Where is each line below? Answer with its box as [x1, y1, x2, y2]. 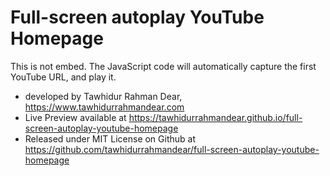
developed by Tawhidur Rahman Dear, [24, 90, 183, 102]
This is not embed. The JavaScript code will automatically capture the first [10, 60, 317, 72]
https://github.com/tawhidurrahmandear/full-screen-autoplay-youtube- [24, 143, 320, 155]
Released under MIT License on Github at [24, 132, 197, 145]
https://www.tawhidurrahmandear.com [24, 101, 185, 113]
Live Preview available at [24, 111, 127, 123]
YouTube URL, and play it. [10, 71, 117, 83]
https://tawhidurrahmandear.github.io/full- [128, 111, 303, 123]
